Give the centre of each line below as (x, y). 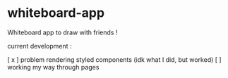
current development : (40, 46)
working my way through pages (53, 67)
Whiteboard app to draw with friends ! (62, 32)
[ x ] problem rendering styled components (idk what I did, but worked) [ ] (114, 59)
